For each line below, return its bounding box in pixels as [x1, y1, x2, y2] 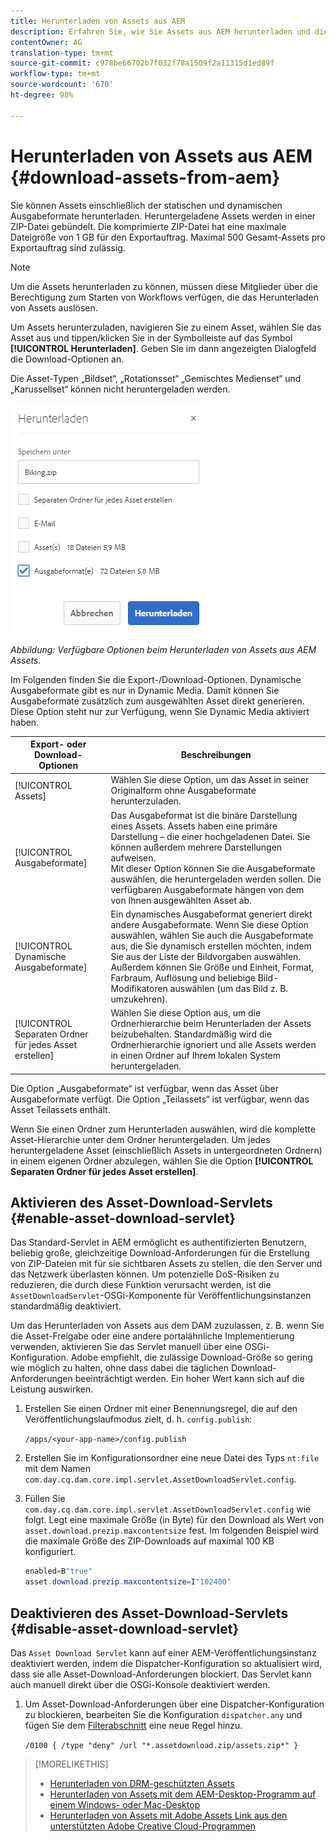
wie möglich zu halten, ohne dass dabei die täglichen [10, 1362, 230, 1374]
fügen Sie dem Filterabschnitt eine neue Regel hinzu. [24, 1719, 243, 1731]
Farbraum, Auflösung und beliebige [110, 971, 256, 984]
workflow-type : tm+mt [10, 69, 101, 79]
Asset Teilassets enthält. [10, 1103, 111, 1115]
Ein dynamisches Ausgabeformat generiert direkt [110, 908, 313, 920]
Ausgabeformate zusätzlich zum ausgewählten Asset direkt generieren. [10, 695, 305, 707]
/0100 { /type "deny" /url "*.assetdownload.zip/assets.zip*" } [24, 1740, 299, 1750]
